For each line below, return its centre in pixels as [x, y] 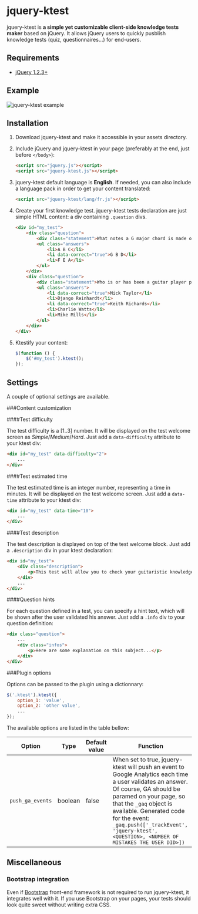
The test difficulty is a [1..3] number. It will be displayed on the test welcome [98, 430]
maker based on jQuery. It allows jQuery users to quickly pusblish [86, 33]
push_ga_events [31, 801]
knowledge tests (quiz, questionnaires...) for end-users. [74, 39]
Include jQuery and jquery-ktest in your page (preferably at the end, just [102, 149]
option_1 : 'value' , [41, 700]
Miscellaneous [34, 863]
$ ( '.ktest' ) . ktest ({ [32, 695]
